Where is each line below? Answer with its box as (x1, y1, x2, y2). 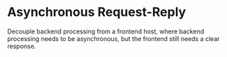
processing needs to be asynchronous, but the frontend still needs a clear (7, 34, 220, 42)
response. (7, 42, 36, 50)
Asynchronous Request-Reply (7, 4, 186, 20)
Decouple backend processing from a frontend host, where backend (7, 27, 205, 35)
